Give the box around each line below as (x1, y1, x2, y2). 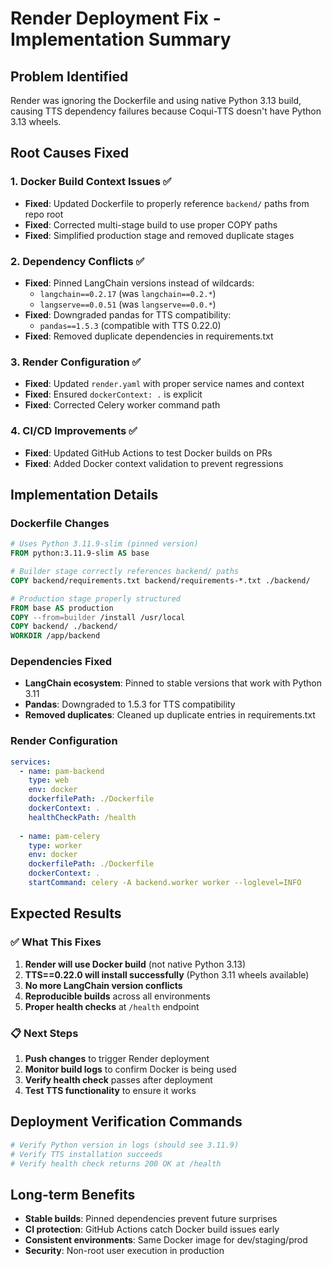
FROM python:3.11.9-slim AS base (10, 548, 150, 559)
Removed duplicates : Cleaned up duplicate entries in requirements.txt (24, 709, 316, 721)
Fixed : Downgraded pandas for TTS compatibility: (24, 308, 232, 321)
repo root (24, 208, 64, 220)
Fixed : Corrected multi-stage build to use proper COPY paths (24, 218, 278, 231)
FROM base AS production (10, 603, 114, 613)
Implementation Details (10, 486, 159, 503)
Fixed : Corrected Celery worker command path (24, 399, 221, 411)
